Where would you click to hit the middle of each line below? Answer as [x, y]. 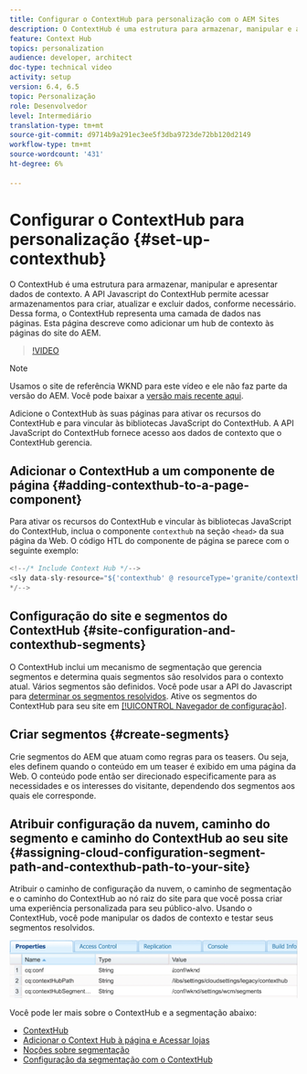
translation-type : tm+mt [57, 125]
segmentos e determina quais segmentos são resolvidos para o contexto [147, 676]
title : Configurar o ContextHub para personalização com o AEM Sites [145, 19]
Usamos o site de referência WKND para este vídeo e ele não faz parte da [148, 386]
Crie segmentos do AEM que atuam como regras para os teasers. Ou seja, [149, 756]
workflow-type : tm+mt [51, 145]
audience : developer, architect [71, 58]
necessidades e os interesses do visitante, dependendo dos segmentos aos [152, 785]
